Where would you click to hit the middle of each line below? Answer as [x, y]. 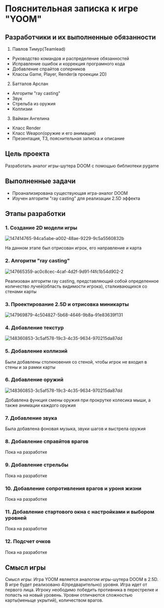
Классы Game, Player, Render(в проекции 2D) [59, 74]
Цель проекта [27, 154]
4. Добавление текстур [35, 328]
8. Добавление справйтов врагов [47, 442]
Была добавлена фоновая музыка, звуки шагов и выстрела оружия [75, 429]
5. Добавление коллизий [36, 351]
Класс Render [26, 128]
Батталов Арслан [30, 84]
